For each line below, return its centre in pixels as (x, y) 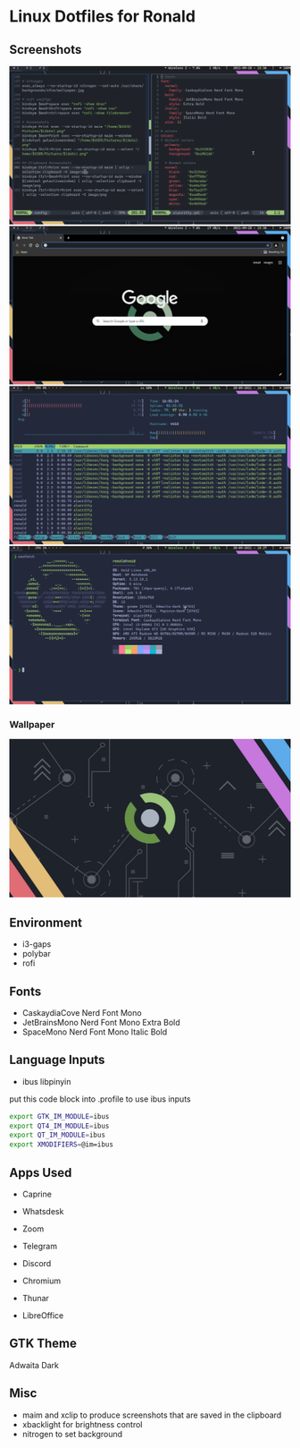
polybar (36, 954)
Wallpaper (32, 724)
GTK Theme (43, 1344)
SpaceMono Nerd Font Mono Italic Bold (95, 1032)
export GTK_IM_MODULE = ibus (59, 1116)
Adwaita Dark (34, 1365)
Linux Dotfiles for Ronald (103, 17)
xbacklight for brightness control (82, 1424)
